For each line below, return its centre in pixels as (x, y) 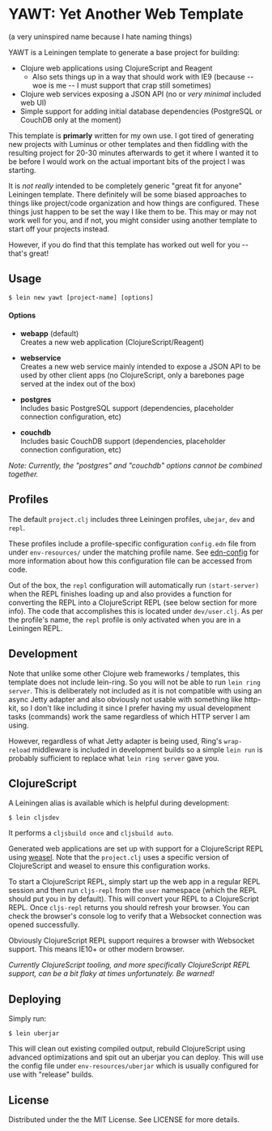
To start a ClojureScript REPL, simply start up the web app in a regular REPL (134, 882)
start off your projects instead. (59, 229)
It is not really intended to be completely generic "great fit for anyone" (125, 186)
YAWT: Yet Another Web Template (126, 14)
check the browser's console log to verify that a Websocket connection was (135, 916)
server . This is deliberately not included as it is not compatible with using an (135, 690)
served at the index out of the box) (78, 383)
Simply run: (28, 1019)
